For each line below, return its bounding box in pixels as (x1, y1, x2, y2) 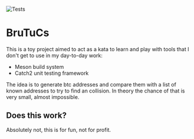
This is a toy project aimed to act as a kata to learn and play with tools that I (6, 45, 189, 52)
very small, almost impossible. (6, 93, 80, 100)
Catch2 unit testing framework (14, 69, 89, 77)
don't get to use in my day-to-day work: (6, 52, 103, 59)
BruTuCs (6, 27, 50, 39)
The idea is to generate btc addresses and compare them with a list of (6, 81, 177, 88)
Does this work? (6, 111, 67, 121)
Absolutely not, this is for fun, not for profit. (6, 126, 111, 133)
